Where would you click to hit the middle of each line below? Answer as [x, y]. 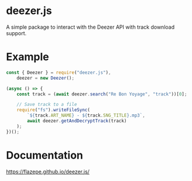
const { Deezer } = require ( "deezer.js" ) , [59, 72]
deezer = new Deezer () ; [46, 78]
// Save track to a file [47, 105]
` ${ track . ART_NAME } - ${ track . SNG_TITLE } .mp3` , [86, 115]
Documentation [45, 155]
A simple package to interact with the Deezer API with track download [90, 27]
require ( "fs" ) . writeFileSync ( [54, 110]
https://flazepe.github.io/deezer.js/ [48, 172]
